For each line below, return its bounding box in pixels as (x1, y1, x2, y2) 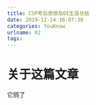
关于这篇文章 (7, 67, 80, 82)
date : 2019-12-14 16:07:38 (7, 16, 84, 23)
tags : (7, 35, 22, 42)
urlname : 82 (7, 29, 41, 36)
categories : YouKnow (7, 22, 66, 29)
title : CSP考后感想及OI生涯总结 (7, 10, 90, 17)
